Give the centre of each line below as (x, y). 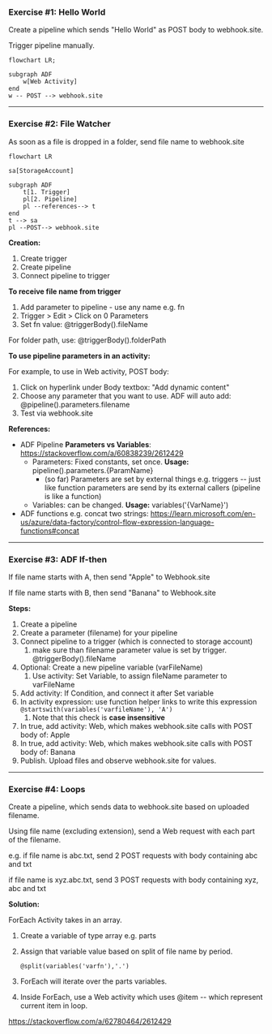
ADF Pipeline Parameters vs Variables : (85, 444)
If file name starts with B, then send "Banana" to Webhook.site (112, 592)
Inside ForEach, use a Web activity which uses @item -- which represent (141, 997)
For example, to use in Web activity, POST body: (89, 371)
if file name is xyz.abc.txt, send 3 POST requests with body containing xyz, (134, 880)
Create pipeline (45, 267)
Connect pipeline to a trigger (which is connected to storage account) (136, 641)
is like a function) (73, 496)
